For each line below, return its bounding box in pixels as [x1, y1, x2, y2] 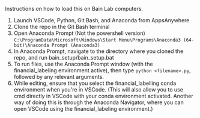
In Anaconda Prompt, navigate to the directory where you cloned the [13, 48, 184, 55]
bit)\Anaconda [13, 42, 49, 48]
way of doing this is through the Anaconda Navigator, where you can [13, 99, 184, 106]
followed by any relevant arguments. [13, 73, 104, 80]
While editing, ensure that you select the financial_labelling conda [13, 79, 177, 87]
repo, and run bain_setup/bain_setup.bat [13, 54, 114, 61]
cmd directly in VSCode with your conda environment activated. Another [13, 93, 193, 99]
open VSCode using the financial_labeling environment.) [13, 105, 153, 112]
